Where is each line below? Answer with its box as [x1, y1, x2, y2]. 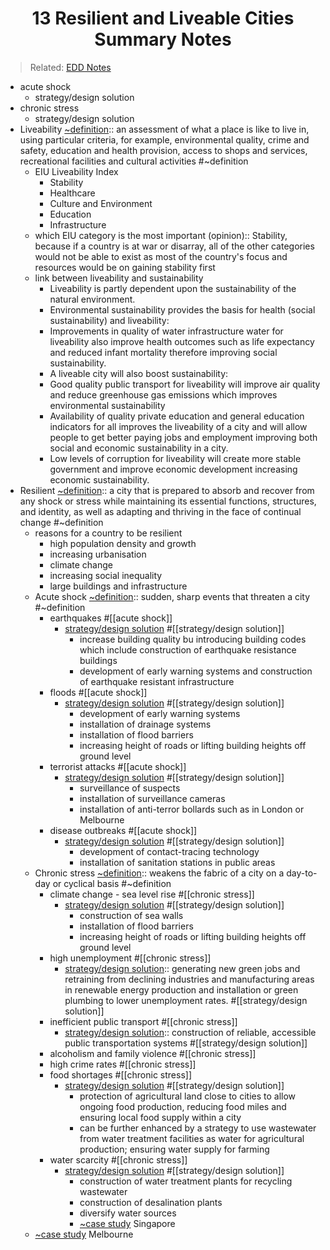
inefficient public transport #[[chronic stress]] [49, 1015, 238, 1027]
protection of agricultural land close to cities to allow [79, 1090, 297, 1102]
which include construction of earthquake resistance [79, 643, 297, 656]
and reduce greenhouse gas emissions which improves [49, 388, 278, 401]
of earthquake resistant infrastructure [79, 675, 235, 687]
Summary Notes [94, 28, 232, 51]
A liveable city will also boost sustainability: [49, 367, 229, 379]
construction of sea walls [79, 909, 184, 921]
